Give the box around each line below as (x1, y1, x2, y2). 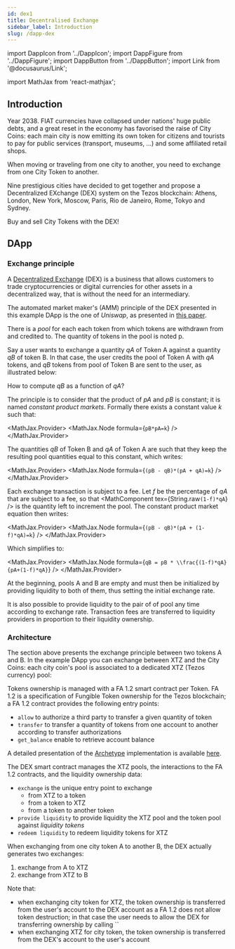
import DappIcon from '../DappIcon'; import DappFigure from (7, 49, 183, 58)
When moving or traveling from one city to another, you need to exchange (7, 160, 221, 169)
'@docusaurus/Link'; (7, 64, 68, 72)
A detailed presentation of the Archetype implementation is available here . (7, 749, 222, 758)
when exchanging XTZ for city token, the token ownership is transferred (17, 928, 226, 936)
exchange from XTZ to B (17, 871, 88, 879)
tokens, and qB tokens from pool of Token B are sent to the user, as (7, 360, 202, 369)
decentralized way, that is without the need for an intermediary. (7, 290, 191, 298)
